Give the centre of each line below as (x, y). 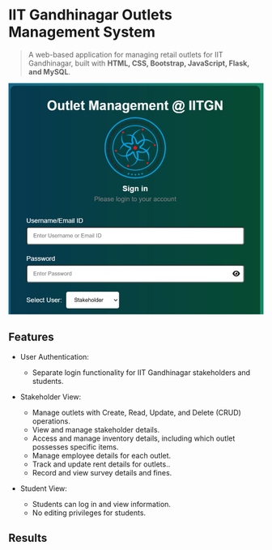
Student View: (43, 488)
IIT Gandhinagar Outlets (90, 15)
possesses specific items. (75, 446)
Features (31, 337)
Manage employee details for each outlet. (102, 455)
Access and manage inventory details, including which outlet (134, 438)
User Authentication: (54, 356)
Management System (82, 32)
